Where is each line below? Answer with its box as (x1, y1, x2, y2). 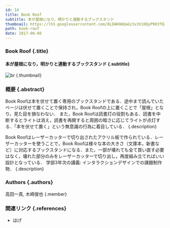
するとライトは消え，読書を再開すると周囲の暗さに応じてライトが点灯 (9, 117, 156, 123)
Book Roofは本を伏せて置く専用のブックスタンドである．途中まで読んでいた (5, 98, 164, 104)
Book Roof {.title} (5, 48, 49, 55)
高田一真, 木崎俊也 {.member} (5, 191, 67, 197)
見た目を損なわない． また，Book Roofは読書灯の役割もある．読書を (14, 111, 157, 117)
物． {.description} (5, 166, 45, 172)
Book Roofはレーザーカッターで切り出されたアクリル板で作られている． (5, 134, 155, 141)
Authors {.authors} (5, 179, 53, 186)
